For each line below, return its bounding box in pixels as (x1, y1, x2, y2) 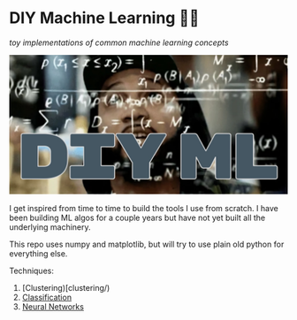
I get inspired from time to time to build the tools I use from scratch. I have (9, 202, 278, 213)
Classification (21, 292, 72, 302)
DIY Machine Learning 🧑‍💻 (9, 8, 200, 28)
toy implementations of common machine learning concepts (9, 37, 229, 48)
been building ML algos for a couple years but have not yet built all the (9, 212, 266, 223)
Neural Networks (21, 301, 84, 312)
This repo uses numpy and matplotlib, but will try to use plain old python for (9, 239, 285, 249)
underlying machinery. (9, 221, 91, 232)
